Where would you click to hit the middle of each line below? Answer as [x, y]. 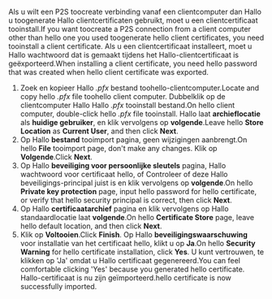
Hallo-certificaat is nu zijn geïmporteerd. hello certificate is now [125, 278]
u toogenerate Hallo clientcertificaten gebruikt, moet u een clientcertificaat [133, 20]
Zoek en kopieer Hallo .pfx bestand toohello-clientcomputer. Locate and [140, 88]
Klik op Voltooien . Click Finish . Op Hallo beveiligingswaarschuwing [134, 234]
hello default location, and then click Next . [91, 226]
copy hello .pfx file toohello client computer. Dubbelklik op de [123, 96]
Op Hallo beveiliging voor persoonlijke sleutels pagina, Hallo [123, 165]
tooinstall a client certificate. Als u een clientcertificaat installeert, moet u [130, 46]
